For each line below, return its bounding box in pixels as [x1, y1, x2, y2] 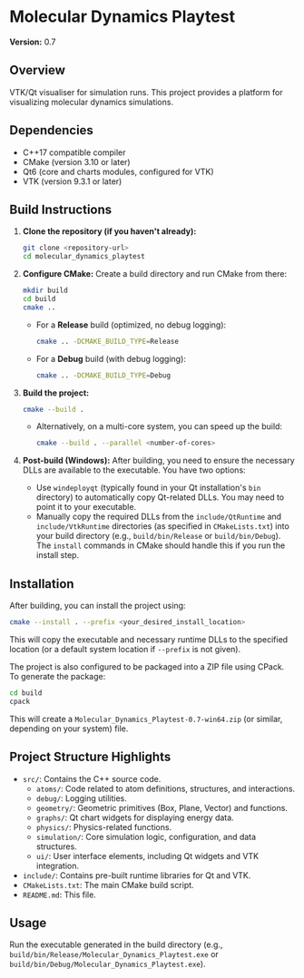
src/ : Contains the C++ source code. [22, 773, 162, 784]
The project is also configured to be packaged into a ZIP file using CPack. [9, 660, 285, 672]
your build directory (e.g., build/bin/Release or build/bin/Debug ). [35, 531, 281, 542]
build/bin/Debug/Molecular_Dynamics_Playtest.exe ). [9, 959, 206, 970]
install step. [35, 550, 80, 561]
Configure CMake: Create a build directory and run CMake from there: [22, 269, 288, 279]
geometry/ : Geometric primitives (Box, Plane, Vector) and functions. [35, 802, 289, 813]
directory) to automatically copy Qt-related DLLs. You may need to [35, 492, 285, 503]
